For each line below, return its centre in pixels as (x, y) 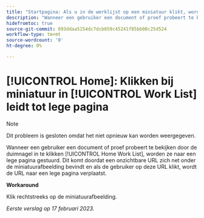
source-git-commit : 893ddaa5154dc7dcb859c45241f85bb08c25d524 (87, 29)
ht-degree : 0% (24, 46)
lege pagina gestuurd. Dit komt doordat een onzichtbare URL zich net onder (101, 160)
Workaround (22, 185)
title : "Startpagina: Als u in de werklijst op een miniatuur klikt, (96, 12)
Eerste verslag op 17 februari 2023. (50, 208)
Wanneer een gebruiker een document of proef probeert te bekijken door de (102, 147)
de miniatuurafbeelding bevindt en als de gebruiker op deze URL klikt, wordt (102, 166)
